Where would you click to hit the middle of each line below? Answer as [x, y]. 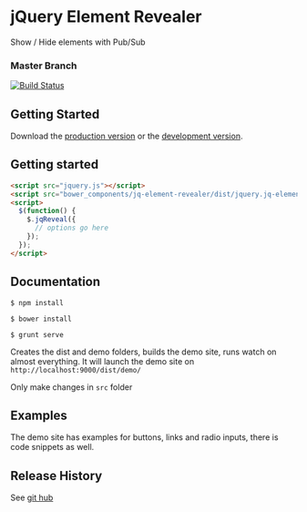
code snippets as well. [52, 447]
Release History [56, 476]
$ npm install [37, 302]
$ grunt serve [37, 334]
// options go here [71, 228]
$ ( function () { [47, 211]
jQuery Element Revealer [106, 17]
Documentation [56, 282]
